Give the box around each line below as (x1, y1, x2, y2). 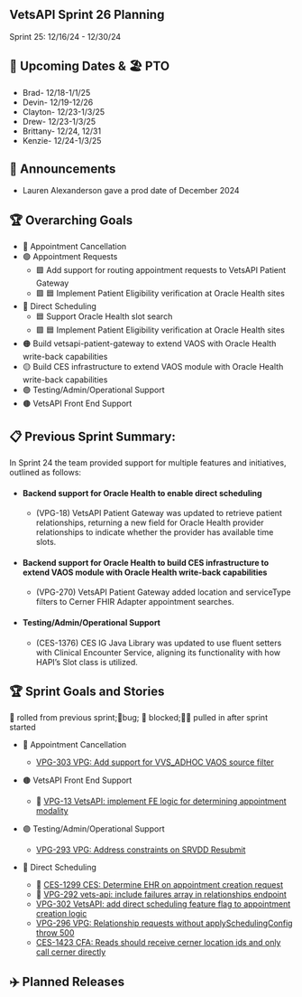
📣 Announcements (9, 162, 116, 177)
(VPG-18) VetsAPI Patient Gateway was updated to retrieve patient (35, 508, 282, 519)
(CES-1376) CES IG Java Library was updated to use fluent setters (35, 637, 282, 648)
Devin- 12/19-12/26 (22, 97, 94, 108)
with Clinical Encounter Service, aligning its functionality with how (35, 646, 281, 658)
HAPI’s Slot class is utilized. (35, 656, 138, 667)
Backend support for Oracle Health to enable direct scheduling (22, 487, 263, 498)
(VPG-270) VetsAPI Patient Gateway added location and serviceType (35, 587, 291, 597)
